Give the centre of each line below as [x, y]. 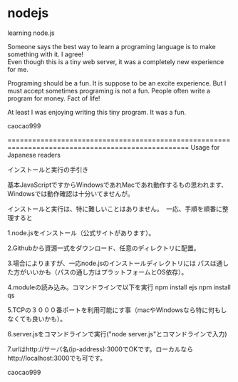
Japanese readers [34, 155]
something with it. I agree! [46, 54]
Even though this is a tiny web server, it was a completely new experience [116, 61]
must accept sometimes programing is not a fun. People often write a [109, 91]
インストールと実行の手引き [48, 170]
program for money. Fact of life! [54, 98]
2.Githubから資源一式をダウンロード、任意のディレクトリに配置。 [104, 248]
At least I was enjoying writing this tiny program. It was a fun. [97, 112]
